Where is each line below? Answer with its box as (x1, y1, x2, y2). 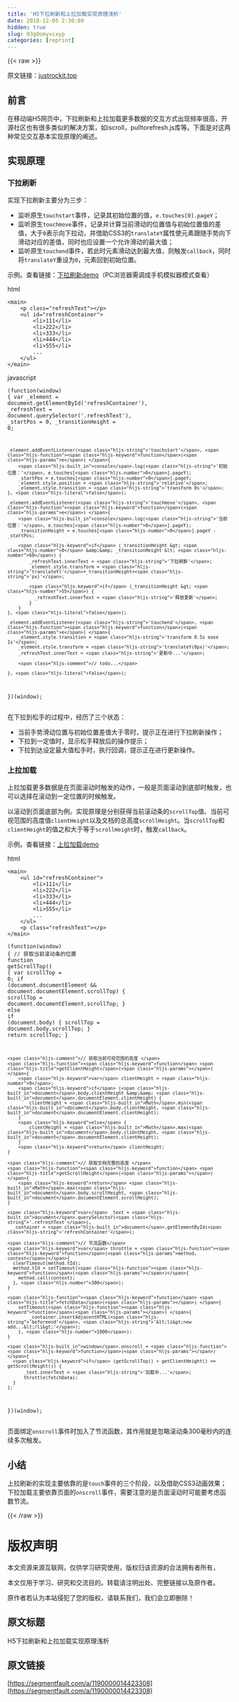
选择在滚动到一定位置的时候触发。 (19, 792, 119, 800)
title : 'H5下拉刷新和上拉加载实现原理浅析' (7, 10, 122, 18)
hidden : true (7, 24, 46, 31)
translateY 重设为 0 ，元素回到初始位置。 (23, 255, 141, 264)
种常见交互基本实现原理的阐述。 (7, 132, 101, 140)
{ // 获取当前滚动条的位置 (7, 950, 77, 958)
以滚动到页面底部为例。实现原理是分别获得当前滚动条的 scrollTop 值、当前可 (7, 806, 230, 816)
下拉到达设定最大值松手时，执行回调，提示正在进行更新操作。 (17, 746, 199, 754)
